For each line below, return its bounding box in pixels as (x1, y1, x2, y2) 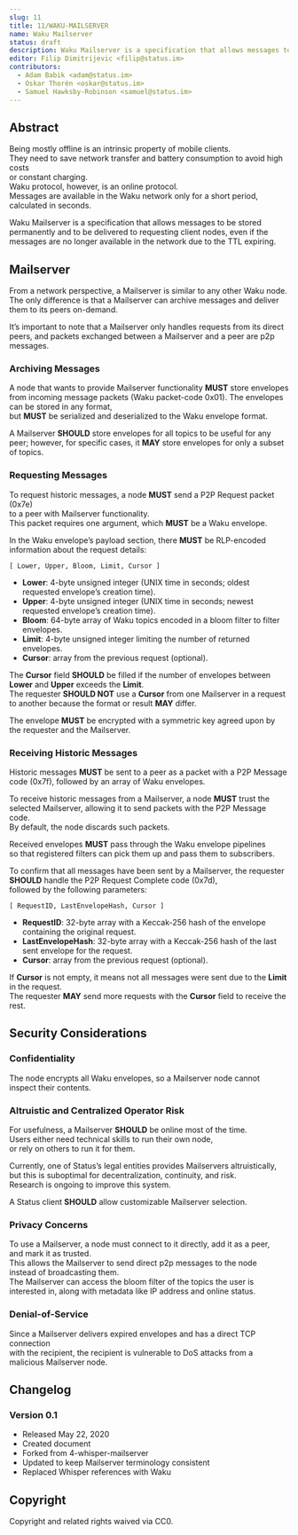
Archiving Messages (9, 363, 100, 375)
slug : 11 (9, 12, 42, 22)
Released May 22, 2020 (21, 1429, 110, 1440)
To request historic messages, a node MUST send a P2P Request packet (9, 489, 275, 500)
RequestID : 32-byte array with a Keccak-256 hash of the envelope (21, 917, 266, 928)
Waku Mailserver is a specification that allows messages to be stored (9, 217, 262, 228)
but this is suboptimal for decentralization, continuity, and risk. (9, 1170, 237, 1180)
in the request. (9, 981, 62, 992)
